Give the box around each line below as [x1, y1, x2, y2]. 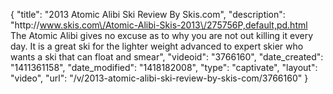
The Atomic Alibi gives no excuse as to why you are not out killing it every [10, 30, 314, 41]
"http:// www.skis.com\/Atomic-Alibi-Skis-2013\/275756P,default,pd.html [10, 19, 308, 31]
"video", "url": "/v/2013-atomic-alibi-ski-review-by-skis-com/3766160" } [10, 72, 309, 84]
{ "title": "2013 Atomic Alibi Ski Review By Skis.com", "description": [10, 9, 286, 20]
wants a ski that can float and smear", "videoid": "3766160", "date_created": [10, 51, 324, 63]
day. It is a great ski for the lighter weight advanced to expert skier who [10, 40, 304, 52]
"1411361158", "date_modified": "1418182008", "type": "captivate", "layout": [10, 62, 318, 73]
